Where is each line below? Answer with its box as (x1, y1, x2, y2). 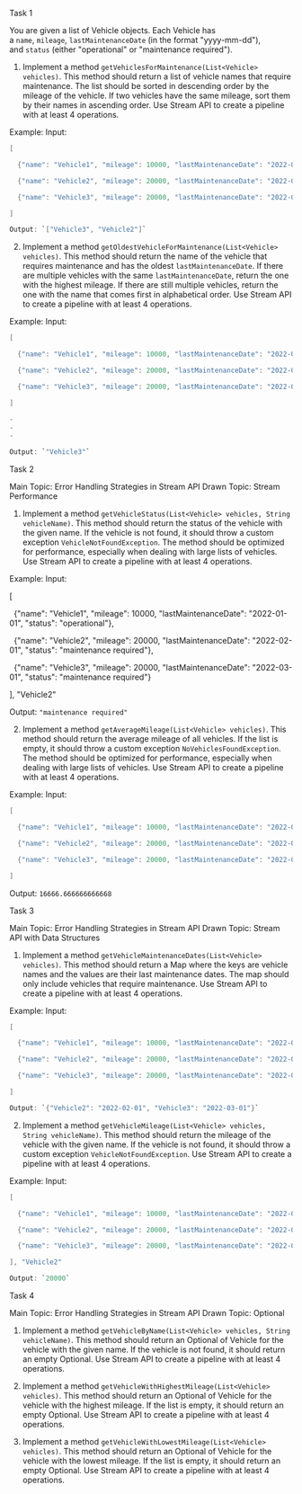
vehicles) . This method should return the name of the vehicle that (22, 251, 268, 262)
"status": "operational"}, (24, 618, 115, 628)
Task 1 (9, 8, 33, 18)
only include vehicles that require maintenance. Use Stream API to (22, 978, 268, 989)
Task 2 (9, 464, 34, 475)
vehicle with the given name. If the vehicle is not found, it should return (22, 1344, 286, 1355)
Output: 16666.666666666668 (9, 887, 112, 898)
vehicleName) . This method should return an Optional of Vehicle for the (22, 1335, 285, 1345)
